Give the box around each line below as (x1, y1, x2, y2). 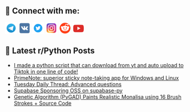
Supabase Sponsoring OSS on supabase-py (13, 87, 123, 94)
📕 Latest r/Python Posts (5, 46, 95, 56)
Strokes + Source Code (13, 99, 72, 107)
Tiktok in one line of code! (13, 68, 79, 75)
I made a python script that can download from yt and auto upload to (13, 61, 184, 69)
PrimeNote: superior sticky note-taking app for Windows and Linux (13, 74, 179, 81)
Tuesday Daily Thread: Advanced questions (13, 80, 122, 88)
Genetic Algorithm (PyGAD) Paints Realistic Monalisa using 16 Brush (13, 93, 182, 100)
